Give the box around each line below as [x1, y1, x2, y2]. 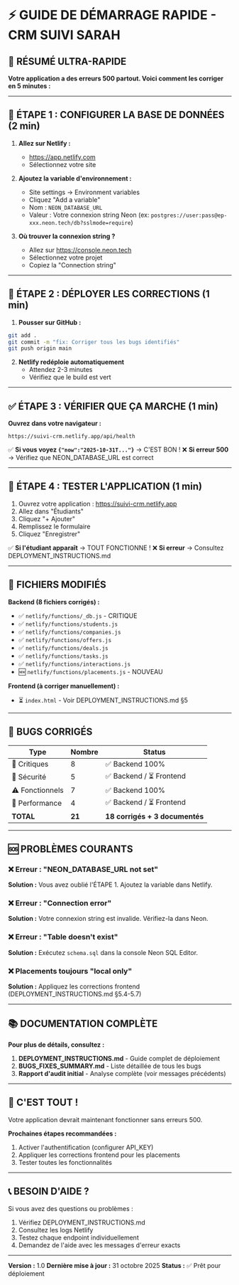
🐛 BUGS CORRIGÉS [8, 726, 93, 738]
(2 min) [8, 120, 40, 132]
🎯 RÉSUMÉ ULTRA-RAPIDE [8, 55, 127, 68]
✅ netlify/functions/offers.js [18, 635, 112, 644]
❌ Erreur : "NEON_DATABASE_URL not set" [8, 864, 159, 874]
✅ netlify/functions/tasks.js [18, 651, 109, 660]
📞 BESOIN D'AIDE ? [8, 1185, 89, 1198]
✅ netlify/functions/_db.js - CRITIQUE [18, 611, 138, 620]
